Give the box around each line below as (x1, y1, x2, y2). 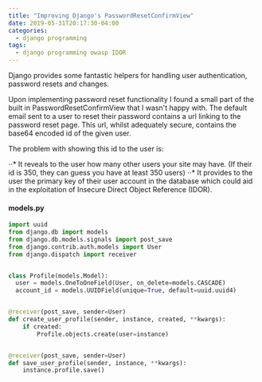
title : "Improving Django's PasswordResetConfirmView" (8, 11, 194, 20)
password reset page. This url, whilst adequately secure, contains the (8, 120, 237, 129)
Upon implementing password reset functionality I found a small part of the (8, 95, 255, 104)
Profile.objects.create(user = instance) (37, 330, 170, 338)
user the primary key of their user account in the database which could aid (8, 176, 253, 186)
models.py (8, 203, 45, 212)
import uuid (8, 221, 48, 229)
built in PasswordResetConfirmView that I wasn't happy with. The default (8, 103, 248, 112)
